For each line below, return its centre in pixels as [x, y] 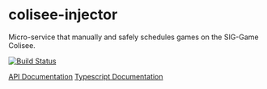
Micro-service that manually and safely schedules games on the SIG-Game [133, 37]
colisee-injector [63, 15]
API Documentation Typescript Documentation [86, 76]
